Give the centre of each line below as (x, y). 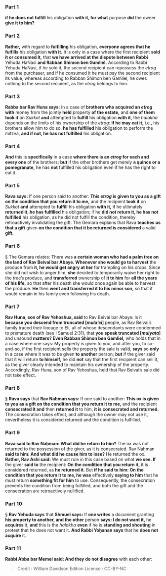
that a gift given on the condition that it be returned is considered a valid (80, 228)
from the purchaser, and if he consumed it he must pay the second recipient (83, 73)
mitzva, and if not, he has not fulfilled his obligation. (59, 133)
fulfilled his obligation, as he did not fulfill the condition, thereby (70, 217)
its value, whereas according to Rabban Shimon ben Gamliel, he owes (76, 78)
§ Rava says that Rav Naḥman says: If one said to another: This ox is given (82, 399)
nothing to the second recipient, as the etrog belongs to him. (67, 83)
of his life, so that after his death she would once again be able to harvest (80, 283)
